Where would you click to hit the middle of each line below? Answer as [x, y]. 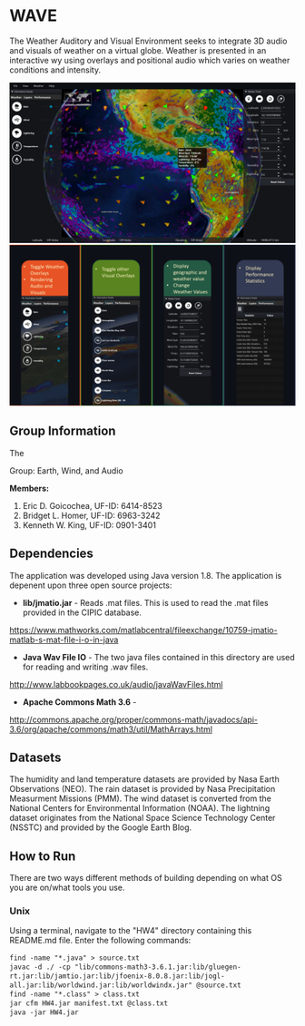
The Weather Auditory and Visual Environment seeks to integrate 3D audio [148, 41]
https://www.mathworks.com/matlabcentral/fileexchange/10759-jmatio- [144, 630]
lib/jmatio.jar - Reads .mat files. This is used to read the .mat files [146, 602]
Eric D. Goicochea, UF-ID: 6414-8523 [93, 505]
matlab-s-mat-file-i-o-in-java [64, 640]
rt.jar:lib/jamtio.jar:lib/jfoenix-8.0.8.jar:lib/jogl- [117, 976]
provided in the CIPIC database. [82, 612]
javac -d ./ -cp [40, 967]
